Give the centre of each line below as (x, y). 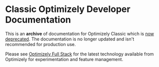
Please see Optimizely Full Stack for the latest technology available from (79, 54)
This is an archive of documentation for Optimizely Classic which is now (79, 33)
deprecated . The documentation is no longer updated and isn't (70, 39)
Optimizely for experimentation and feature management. (64, 59)
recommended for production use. (40, 44)
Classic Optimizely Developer (68, 9)
